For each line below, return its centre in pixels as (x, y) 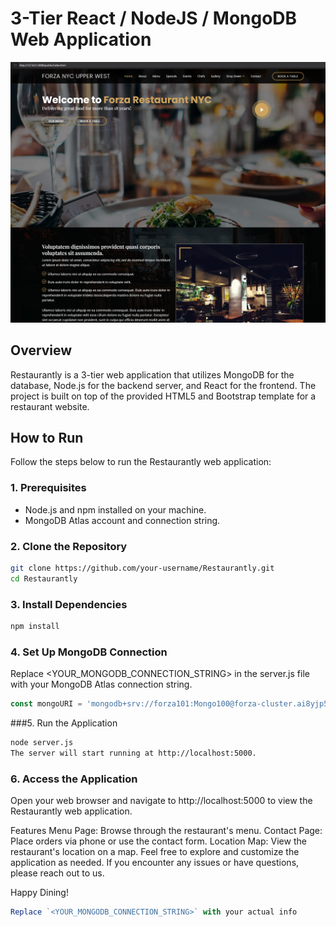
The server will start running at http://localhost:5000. (133, 753)
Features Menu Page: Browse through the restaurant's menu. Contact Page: (166, 831)
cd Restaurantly (44, 578)
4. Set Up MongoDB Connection (89, 652)
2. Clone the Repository (69, 546)
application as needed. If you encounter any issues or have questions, (155, 863)
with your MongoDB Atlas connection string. (101, 684)
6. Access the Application (74, 779)
